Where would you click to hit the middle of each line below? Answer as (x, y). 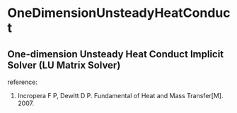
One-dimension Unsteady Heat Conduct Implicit (116, 54)
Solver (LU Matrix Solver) (64, 65)
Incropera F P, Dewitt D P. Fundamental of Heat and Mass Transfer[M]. (120, 96)
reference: (22, 82)
